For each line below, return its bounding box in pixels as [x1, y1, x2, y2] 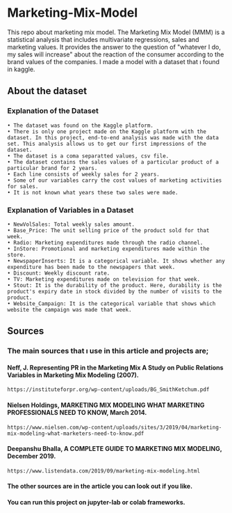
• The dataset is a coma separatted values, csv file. [7, 152, 169, 160]
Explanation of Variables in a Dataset [7, 205, 134, 215]
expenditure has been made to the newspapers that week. [7, 263, 176, 270]
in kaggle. [7, 65, 35, 73]
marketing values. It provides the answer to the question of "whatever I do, [7, 43, 221, 51]
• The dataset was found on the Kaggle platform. [7, 122, 154, 129]
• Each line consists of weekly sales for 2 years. [7, 171, 160, 178]
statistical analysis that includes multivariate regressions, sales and [7, 35, 199, 43]
